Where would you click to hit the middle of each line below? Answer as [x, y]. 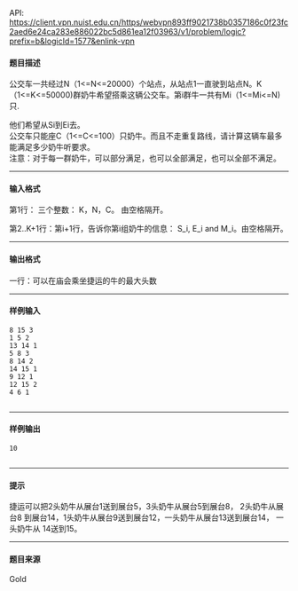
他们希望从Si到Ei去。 [47, 125]
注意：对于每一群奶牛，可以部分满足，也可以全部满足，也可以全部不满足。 [145, 158]
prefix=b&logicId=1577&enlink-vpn [72, 41]
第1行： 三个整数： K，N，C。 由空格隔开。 [89, 210]
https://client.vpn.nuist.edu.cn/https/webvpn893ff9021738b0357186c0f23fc [149, 22]
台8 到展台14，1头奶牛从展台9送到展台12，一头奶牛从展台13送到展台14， [142, 517]
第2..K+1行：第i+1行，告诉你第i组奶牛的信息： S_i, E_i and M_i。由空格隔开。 [149, 229]
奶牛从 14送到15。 [49, 529]
